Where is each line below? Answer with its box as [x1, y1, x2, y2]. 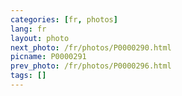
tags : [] [10, 71, 47, 81]
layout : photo [10, 33, 70, 43]
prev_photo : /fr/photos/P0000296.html [10, 61, 172, 71]
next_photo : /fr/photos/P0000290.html [10, 42, 172, 53]
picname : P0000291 [10, 52, 87, 62]
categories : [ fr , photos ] [10, 14, 118, 25]
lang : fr [10, 24, 47, 34]
